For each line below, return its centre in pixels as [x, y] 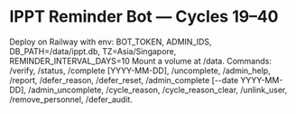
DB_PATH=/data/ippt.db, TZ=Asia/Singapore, [93, 51]
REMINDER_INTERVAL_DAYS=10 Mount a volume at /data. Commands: [141, 61]
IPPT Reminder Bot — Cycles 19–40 [144, 17]
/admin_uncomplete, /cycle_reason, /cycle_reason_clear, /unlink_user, [158, 90]
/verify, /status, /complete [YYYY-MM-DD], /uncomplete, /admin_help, [140, 71]
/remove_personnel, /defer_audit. [71, 99]
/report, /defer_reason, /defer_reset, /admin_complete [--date [124, 80]
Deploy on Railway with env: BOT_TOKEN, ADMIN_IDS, [111, 42]
